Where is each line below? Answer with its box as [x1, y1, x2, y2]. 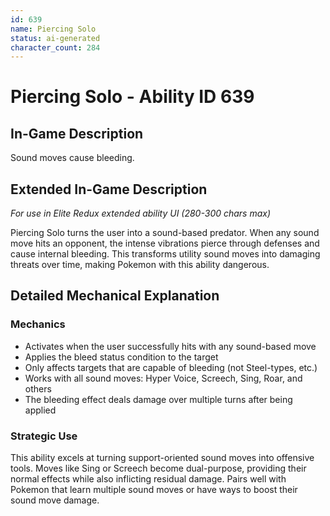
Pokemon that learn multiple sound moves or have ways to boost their [10, 484, 298, 496]
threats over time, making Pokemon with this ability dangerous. [10, 259, 270, 271]
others [24, 382, 52, 395]
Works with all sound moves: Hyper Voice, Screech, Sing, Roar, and [24, 372, 303, 384]
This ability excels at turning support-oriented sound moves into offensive [10, 452, 315, 464]
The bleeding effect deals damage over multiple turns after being [24, 393, 293, 405]
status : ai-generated [10, 33, 101, 43]
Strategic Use [10, 429, 78, 443]
